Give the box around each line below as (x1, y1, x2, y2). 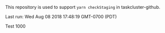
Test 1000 (5, 23, 26, 29)
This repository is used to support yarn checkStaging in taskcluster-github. (5, 4, 160, 10)
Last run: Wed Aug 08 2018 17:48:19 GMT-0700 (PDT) (5, 14, 117, 19)
